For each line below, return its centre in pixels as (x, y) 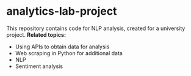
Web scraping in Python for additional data (69, 53)
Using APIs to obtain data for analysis (62, 47)
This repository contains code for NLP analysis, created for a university (96, 28)
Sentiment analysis (39, 66)
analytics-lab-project (62, 11)
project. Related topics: (36, 34)
